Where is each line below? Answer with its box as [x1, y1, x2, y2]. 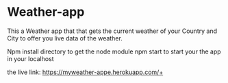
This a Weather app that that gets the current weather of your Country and [7, 27, 218, 35]
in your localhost [7, 54, 54, 62]
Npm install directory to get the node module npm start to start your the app [7, 47, 221, 56]
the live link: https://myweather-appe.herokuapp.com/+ [7, 68, 164, 76]
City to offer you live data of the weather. [7, 34, 123, 42]
